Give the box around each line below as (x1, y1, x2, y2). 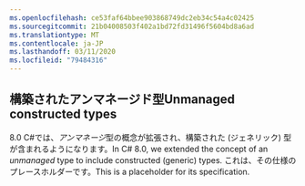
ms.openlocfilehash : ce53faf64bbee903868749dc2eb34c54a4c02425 (9, 13, 255, 23)
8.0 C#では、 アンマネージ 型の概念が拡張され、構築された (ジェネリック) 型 (9, 131, 292, 142)
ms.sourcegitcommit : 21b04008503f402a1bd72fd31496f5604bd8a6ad (9, 22, 255, 31)
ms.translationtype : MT (9, 30, 100, 39)
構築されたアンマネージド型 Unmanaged (9, 92, 235, 108)
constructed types (9, 107, 117, 122)
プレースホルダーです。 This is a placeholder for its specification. (9, 166, 250, 177)
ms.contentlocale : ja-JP (9, 38, 104, 48)
